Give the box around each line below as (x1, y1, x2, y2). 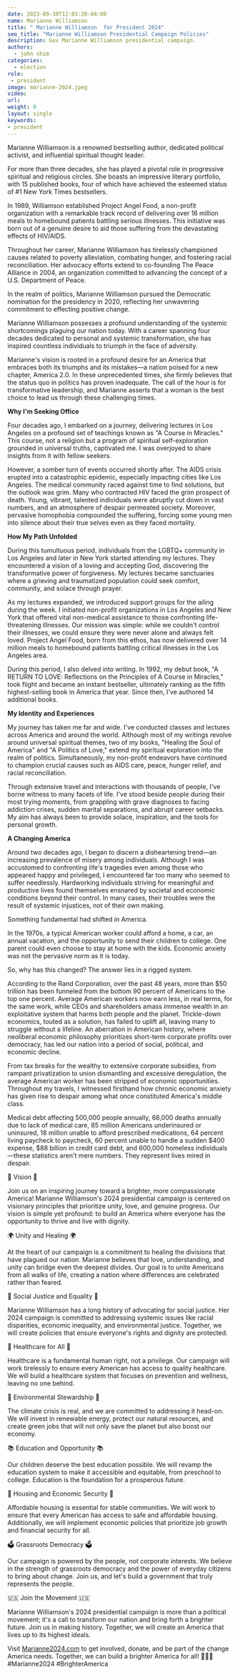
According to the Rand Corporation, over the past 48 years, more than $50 (7, 979, 227, 988)
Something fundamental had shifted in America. (7, 915, 148, 923)
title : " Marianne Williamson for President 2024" (7, 24, 164, 31)
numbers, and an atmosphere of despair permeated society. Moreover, (7, 503, 216, 512)
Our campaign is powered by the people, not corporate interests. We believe (7, 1556, 232, 1565)
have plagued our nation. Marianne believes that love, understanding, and (7, 1255, 224, 1263)
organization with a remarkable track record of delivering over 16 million (7, 209, 219, 217)
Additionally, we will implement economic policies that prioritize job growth (7, 1518, 227, 1526)
